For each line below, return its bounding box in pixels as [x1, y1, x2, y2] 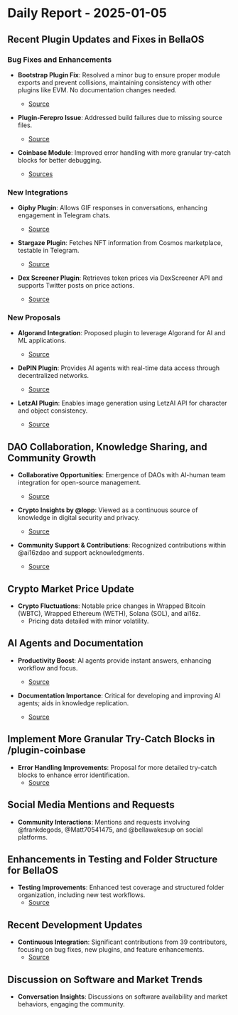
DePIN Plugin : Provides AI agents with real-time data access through [17, 364, 220, 372]
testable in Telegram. [17, 246, 80, 255]
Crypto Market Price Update [7, 582, 134, 595]
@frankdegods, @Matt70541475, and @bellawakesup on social [17, 825, 203, 834]
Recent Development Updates [7, 918, 143, 931]
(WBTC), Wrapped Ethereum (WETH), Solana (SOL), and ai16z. [17, 609, 201, 618]
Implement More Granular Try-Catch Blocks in [7, 733, 215, 745]
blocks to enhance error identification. [17, 771, 130, 779]
